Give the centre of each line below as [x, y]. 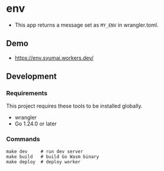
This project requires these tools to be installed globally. [75, 106]
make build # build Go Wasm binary [53, 157]
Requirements [27, 93]
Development [32, 77]
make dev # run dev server [45, 151]
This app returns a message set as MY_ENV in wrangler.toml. [86, 25]
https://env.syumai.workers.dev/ [54, 57]
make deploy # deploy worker [44, 162]
